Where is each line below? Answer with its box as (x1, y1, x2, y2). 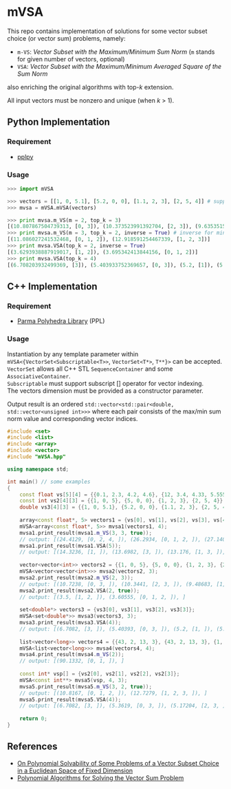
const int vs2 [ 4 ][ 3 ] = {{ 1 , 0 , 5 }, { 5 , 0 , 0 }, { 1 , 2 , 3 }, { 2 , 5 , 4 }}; (19, 498, 226, 504)
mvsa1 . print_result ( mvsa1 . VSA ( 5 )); (19, 542, 122, 549)
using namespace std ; (7, 466, 69, 473)
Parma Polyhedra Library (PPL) (16, 317, 105, 325)
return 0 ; (19, 715, 48, 722)
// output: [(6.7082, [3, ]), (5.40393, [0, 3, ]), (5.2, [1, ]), (19, 625, 214, 633)
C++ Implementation (7, 280, 98, 292)
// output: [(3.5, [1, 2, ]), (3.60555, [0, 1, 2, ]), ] (19, 593, 186, 600)
